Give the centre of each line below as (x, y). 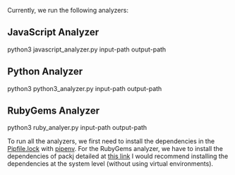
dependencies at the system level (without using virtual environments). (110, 164)
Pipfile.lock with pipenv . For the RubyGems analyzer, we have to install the (115, 149)
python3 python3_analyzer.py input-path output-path (85, 88)
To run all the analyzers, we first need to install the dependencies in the (111, 141)
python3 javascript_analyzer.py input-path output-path (87, 49)
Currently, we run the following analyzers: (68, 10)
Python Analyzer (45, 72)
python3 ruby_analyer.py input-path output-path (77, 128)
